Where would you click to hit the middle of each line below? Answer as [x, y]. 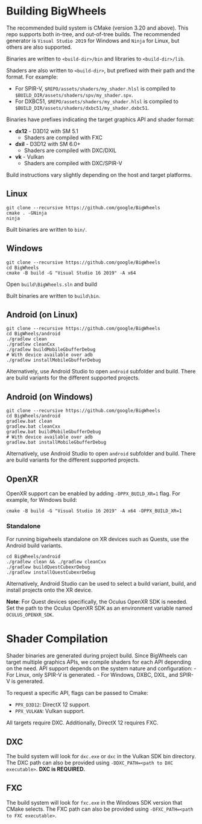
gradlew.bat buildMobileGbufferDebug [54, 432]
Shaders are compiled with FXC [63, 138]
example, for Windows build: [42, 500]
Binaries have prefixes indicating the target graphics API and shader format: [100, 119]
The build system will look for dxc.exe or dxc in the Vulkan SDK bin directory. [101, 756]
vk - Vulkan [29, 157]
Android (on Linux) [42, 315]
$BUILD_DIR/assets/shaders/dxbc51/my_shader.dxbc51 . [82, 107]
